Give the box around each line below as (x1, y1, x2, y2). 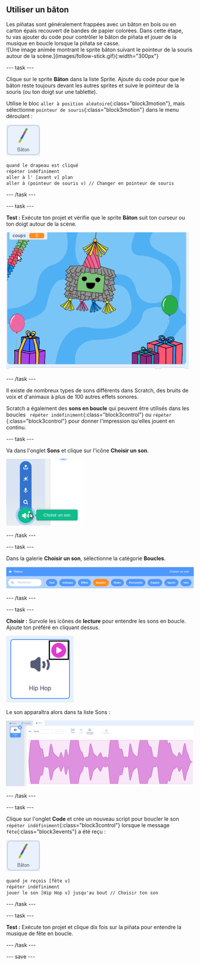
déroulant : (6, 112, 33, 119)
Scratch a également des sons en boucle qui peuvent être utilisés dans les (6, 404, 189, 411)
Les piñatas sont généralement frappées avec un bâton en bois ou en (6, 20, 177, 27)
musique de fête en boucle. (6, 930, 73, 937)
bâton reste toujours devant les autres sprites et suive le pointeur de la (6, 82, 179, 89)
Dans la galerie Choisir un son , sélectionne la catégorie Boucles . (6, 555, 166, 562)
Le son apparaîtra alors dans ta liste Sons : (6, 709, 111, 716)
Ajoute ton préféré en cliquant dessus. (6, 624, 100, 631)
